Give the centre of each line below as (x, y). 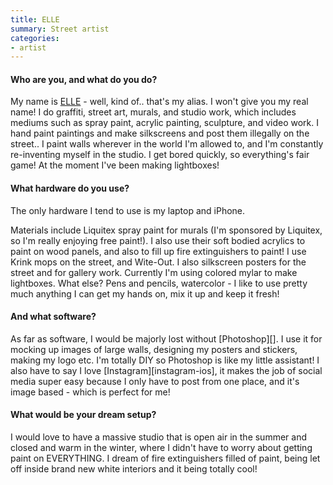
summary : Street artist (60, 29)
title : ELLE (35, 19)
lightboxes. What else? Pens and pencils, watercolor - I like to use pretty (159, 283)
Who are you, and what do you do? (84, 79)
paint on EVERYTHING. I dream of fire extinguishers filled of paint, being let (165, 458)
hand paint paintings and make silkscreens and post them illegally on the (160, 133)
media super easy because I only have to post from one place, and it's (155, 381)
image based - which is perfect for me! (90, 392)
